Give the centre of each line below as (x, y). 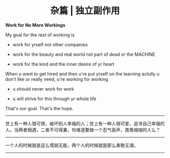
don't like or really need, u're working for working (57, 79)
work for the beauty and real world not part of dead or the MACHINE (84, 54)
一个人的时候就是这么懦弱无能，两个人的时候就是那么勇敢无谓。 (72, 145)
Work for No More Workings (35, 25)
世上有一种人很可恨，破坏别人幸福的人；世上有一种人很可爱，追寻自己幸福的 (85, 123)
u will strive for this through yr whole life (54, 99)
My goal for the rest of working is (40, 35)
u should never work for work (43, 89)
